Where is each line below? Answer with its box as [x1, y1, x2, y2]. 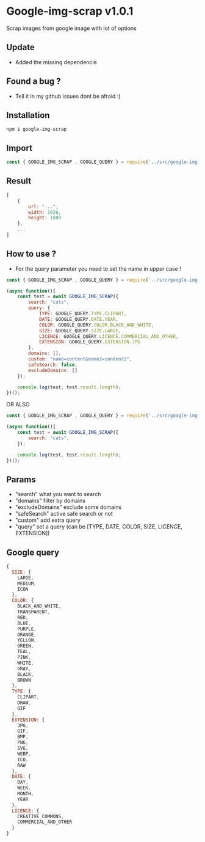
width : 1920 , [28, 209, 62, 215]
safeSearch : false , [28, 362, 78, 368]
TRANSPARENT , [17, 609, 51, 615]
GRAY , [17, 665, 32, 672]
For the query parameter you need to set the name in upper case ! [15, 265, 181, 273]
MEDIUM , [17, 580, 37, 587]
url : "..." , [28, 203, 59, 210]
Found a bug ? [6, 76, 61, 87]
